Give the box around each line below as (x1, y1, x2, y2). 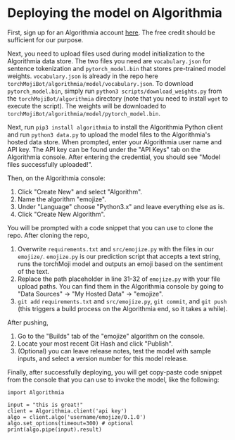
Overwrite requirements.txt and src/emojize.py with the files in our (17, 244, 215, 253)
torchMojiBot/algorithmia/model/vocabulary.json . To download (7, 79, 193, 87)
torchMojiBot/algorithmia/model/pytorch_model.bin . (7, 109, 160, 118)
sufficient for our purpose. (7, 35, 84, 44)
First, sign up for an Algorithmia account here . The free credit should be (7, 28, 216, 37)
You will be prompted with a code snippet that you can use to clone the (7, 223, 213, 232)
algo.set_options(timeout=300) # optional (7, 420, 134, 427)
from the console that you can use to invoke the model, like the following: (7, 375, 220, 384)
